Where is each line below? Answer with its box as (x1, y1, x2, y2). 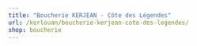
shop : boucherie (8, 26, 62, 34)
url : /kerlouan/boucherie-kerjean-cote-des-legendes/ (8, 19, 190, 27)
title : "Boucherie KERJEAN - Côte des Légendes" (8, 11, 172, 19)
